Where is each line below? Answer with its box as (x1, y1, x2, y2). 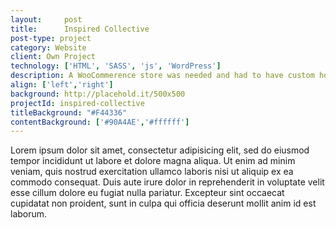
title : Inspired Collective (10, 24, 150, 34)
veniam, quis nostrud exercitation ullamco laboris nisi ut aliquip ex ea (10, 166, 294, 178)
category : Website (10, 42, 87, 53)
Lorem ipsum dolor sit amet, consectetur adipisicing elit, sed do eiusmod (10, 144, 310, 156)
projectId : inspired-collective (10, 98, 145, 108)
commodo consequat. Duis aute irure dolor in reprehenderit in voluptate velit (10, 176, 325, 188)
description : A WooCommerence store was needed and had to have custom (10, 71, 315, 81)
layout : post (10, 14, 83, 25)
